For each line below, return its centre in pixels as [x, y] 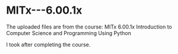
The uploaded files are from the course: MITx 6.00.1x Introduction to [89, 27]
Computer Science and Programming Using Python [69, 33]
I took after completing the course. [48, 45]
